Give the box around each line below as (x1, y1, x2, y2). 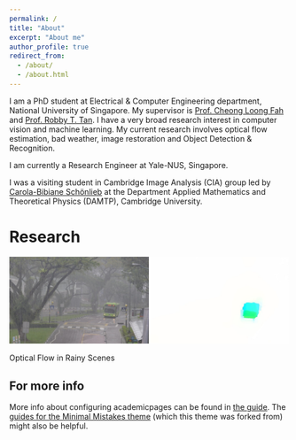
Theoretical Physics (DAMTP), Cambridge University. (9, 196, 203, 206)
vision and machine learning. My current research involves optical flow (9, 124, 268, 135)
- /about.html (17, 71, 69, 80)
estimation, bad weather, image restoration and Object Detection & (9, 133, 253, 143)
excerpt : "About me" (9, 33, 86, 42)
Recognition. (9, 143, 56, 153)
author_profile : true (9, 42, 90, 51)
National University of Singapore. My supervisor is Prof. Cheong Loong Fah (9, 104, 284, 115)
